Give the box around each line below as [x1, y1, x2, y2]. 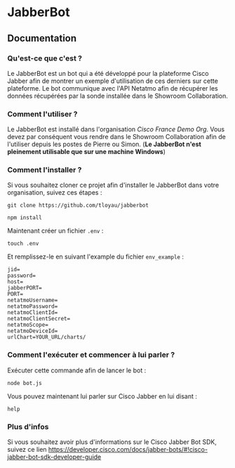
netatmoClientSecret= [7, 316, 71, 323]
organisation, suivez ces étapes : [7, 188, 102, 197]
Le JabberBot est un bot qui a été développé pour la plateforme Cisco [7, 69, 209, 77]
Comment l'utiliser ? [7, 109, 78, 119]
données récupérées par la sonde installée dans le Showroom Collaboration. [7, 91, 228, 100]
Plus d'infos [7, 422, 49, 431]
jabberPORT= [7, 285, 42, 292]
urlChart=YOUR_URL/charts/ [7, 334, 86, 341]
